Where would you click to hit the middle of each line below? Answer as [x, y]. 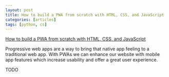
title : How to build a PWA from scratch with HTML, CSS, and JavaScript [85, 15]
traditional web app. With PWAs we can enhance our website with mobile [83, 54]
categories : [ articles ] [31, 20]
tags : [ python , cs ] [26, 24]
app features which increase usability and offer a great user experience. [82, 60]
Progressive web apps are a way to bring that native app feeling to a [78, 49]
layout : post [19, 10]
